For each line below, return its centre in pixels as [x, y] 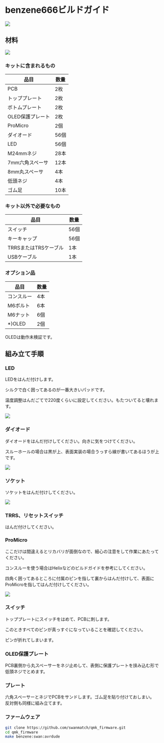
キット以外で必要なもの [33, 206]
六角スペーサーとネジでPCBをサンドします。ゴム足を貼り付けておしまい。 [80, 697]
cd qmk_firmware [22, 732]
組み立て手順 [24, 354]
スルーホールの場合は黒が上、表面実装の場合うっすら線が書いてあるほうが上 [82, 451]
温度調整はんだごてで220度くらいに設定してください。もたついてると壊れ [80, 400]
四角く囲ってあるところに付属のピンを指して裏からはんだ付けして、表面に [80, 578]
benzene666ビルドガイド [57, 10]
